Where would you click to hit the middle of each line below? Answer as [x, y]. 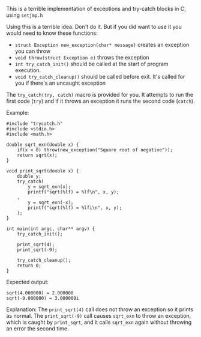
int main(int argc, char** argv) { [51, 229]
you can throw [33, 51]
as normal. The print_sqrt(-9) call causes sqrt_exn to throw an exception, [99, 316]
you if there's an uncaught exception [60, 83]
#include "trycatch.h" [34, 124]
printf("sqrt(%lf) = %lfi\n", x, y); [75, 208]
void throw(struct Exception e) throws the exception [82, 57]
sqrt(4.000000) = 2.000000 [40, 293]
